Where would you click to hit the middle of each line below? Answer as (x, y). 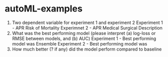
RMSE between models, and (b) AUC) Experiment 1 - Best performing (84, 38)
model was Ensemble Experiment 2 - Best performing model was (79, 43)
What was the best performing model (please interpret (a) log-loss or (84, 33)
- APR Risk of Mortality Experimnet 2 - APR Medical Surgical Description (87, 27)
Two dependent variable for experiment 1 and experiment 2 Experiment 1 (88, 22)
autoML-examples (44, 9)
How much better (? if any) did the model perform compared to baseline (87, 49)
